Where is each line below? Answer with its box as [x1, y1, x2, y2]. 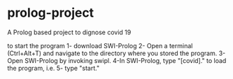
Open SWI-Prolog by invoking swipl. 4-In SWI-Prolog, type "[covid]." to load [7, 56, 227, 64]
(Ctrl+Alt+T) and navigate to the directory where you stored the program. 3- [7, 49, 226, 57]
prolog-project [7, 5, 94, 21]
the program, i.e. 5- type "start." [7, 64, 100, 72]
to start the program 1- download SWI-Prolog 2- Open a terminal [7, 41, 193, 50]
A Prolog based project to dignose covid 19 [7, 28, 132, 36]
